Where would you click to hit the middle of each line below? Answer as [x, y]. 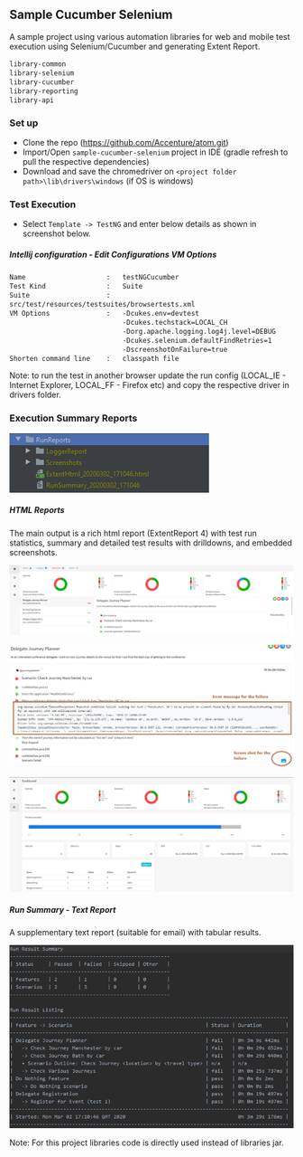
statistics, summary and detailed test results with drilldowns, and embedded [151, 543]
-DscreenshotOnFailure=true [175, 350]
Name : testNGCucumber [94, 278]
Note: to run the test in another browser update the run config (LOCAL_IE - [148, 375]
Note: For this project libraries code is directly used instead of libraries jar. [147, 1143]
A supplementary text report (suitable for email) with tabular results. [135, 932]
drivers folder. [35, 395]
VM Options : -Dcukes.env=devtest [105, 314]
